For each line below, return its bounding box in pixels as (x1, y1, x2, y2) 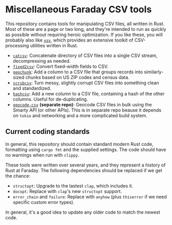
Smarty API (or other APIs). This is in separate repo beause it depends (12, 107, 162, 113)
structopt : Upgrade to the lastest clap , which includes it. (12, 182, 133, 189)
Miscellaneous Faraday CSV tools (5, 4, 152, 15)
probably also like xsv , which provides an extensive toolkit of (5, 37, 133, 43)
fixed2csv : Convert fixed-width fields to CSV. (12, 63, 109, 69)
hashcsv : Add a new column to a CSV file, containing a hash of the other (12, 90, 165, 97)
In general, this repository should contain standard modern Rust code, (5, 141, 154, 147)
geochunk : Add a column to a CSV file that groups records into (12, 68, 143, 75)
